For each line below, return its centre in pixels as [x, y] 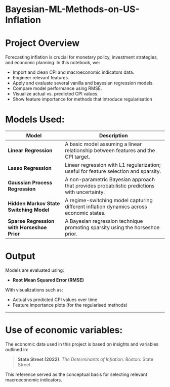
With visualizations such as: [34, 290]
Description [114, 136]
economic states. [85, 213]
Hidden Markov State [34, 204]
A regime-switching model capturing [109, 201]
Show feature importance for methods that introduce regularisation [82, 99]
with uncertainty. [85, 192]
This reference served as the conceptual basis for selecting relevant [76, 374]
